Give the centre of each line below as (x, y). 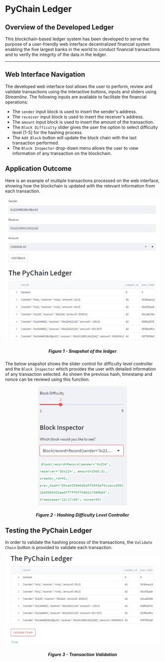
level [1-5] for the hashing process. (48, 132)
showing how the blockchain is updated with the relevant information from (80, 185)
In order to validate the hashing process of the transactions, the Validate (79, 542)
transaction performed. (36, 143)
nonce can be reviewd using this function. (47, 379)
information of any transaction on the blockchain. (62, 153)
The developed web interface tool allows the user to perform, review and (79, 86)
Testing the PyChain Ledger (49, 530)
